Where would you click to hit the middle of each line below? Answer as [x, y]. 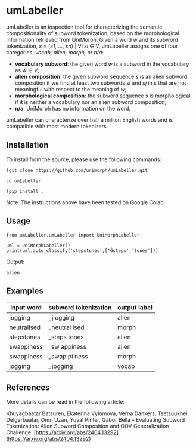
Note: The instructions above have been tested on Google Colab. [86, 202]
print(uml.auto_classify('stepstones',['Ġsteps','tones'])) [83, 251]
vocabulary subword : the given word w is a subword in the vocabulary [102, 64]
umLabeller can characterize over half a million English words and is [90, 119]
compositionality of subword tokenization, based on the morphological [93, 33]
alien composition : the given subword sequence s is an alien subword [101, 76]
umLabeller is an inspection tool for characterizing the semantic [84, 27]
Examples [25, 291]
